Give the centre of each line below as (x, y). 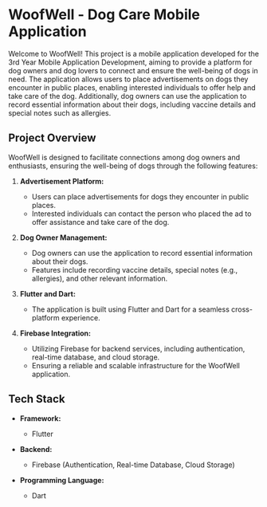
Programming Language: (62, 480)
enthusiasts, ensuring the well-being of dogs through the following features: (133, 166)
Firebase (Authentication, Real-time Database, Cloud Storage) (133, 465)
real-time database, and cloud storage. (96, 357)
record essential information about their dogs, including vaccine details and (132, 104)
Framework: (40, 418)
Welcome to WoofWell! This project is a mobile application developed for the (133, 53)
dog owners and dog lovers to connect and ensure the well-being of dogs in (133, 70)
